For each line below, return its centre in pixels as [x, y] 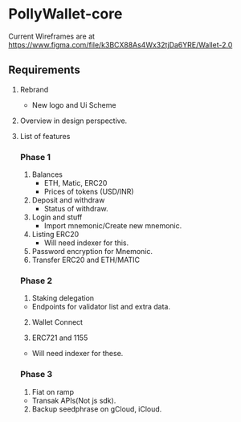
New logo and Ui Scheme [74, 104]
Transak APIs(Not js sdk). [74, 400]
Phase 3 [36, 375]
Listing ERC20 [55, 235]
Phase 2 [36, 281]
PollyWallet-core [65, 14]
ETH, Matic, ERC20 [76, 183]
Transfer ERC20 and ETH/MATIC [86, 260]
